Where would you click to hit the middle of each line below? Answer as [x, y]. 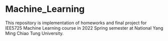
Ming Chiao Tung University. [35, 33]
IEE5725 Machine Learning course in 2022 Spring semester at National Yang [84, 28]
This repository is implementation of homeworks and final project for [76, 23]
